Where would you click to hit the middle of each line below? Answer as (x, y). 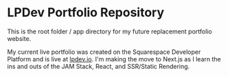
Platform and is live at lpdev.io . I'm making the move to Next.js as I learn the (114, 59)
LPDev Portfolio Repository (86, 13)
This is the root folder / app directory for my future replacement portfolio (110, 31)
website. (19, 38)
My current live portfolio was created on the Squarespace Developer (104, 52)
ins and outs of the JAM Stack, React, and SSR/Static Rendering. (99, 66)
